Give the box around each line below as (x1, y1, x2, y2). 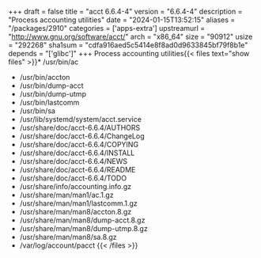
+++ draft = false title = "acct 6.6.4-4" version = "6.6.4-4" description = (8, 7, 243, 16)
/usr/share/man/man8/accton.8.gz (19, 207, 132, 216)
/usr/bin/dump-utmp (19, 89, 87, 98)
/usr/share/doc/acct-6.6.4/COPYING (19, 140, 139, 149)
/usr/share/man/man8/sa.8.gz (19, 233, 117, 241)
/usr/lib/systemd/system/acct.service (19, 115, 142, 123)
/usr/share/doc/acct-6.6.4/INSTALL (19, 148, 135, 157)
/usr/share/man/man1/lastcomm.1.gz (19, 199, 138, 208)
